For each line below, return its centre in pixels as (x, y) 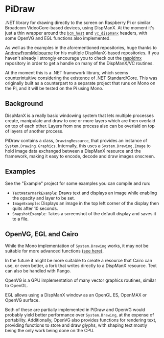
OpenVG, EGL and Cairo (42, 234)
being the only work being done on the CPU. (50, 331)
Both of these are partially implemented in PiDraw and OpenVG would (75, 310)
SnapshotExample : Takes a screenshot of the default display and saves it (84, 213)
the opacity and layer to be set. (44, 198)
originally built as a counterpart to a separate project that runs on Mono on (80, 83)
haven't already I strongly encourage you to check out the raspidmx (73, 58)
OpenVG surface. (23, 300)
